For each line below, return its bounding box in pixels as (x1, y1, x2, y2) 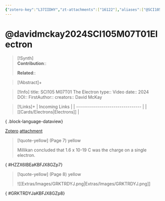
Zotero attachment (5, 128, 43, 134)
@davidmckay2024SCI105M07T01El (5, 28, 158, 39)
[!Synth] (17, 55, 34, 61)
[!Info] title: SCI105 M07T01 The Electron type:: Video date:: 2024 (17, 89, 149, 95)
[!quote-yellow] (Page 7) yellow (17, 137, 81, 143)
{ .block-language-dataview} (5, 118, 63, 124)
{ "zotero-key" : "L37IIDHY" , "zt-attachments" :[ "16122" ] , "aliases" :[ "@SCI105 (5, 7, 162, 12)
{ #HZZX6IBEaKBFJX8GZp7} (5, 162, 63, 168)
